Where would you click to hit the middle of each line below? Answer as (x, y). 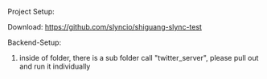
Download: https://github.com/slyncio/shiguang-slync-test (105, 27)
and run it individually (55, 66)
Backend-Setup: (35, 42)
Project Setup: (31, 12)
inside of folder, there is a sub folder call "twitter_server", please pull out (139, 58)
